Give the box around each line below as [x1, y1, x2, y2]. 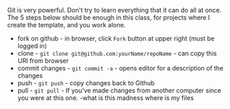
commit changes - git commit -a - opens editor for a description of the [17, 64, 224, 72]
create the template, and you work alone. [7, 21, 126, 29]
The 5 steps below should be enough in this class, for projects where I [7, 13, 210, 22]
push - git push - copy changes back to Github [17, 79, 155, 87]
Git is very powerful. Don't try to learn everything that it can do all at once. [7, 6, 222, 14]
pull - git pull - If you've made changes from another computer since [17, 87, 222, 94]
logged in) [17, 42, 48, 50]
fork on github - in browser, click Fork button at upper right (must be [17, 34, 215, 43]
